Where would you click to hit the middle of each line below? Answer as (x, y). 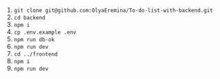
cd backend (29, 18)
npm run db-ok (34, 40)
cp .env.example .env (45, 32)
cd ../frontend (36, 54)
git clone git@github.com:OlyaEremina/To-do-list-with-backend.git (113, 10)
